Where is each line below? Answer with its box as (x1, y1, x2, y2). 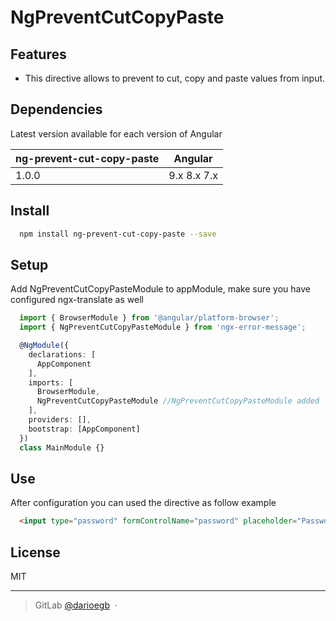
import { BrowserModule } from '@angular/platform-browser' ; (19, 313, 280, 323)
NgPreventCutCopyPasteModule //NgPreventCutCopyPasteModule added (36, 396, 320, 406)
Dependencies (10, 101, 103, 118)
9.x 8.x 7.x (168, 168, 218, 182)
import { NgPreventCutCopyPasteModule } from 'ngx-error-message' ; (19, 322, 307, 333)
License (10, 544, 61, 561)
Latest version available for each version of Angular (10, 127, 223, 140)
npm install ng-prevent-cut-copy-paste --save (19, 229, 217, 239)
